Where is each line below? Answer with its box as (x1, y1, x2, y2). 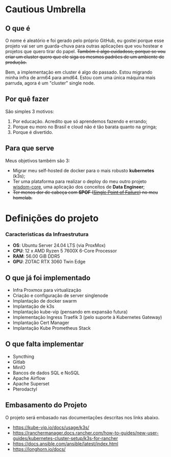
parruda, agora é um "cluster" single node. (5, 80, 95, 86)
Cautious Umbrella (5, 4, 86, 15)
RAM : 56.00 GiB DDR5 (12, 253, 60, 259)
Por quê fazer (5, 95, 50, 103)
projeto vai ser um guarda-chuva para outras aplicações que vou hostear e (5, 43, 163, 49)
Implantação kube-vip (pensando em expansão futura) (12, 308, 128, 315)
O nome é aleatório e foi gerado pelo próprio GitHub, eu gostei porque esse (5, 37, 164, 43)
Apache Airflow (12, 375, 46, 381)
